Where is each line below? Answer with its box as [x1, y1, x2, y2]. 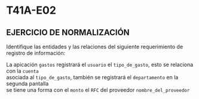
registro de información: [6, 49, 66, 57]
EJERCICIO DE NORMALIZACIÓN [6, 27, 130, 38]
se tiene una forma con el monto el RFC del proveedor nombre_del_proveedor [6, 86, 190, 93]
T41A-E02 [6, 4, 57, 17]
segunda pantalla [6, 80, 49, 87]
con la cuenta [6, 67, 39, 75]
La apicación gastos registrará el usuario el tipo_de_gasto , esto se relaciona [6, 61, 194, 68]
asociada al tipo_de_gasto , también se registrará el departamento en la [6, 74, 179, 81]
